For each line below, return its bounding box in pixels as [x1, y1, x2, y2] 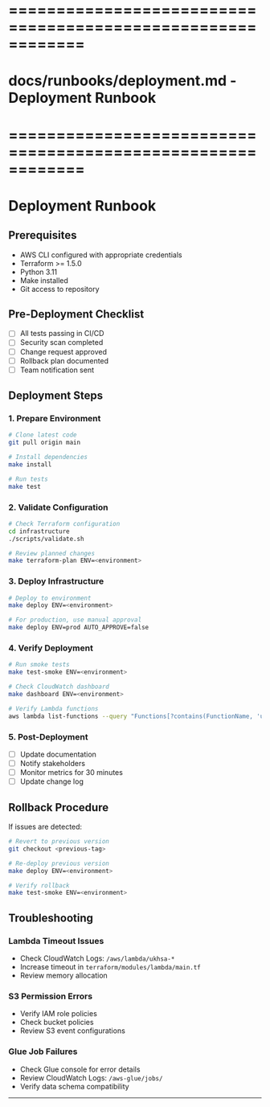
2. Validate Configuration [8, 502, 108, 513]
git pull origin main [8, 439, 81, 447]
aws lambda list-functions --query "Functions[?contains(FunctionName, [8, 712, 253, 720]
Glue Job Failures [8, 1046, 78, 1057]
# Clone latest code [8, 431, 78, 439]
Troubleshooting [8, 911, 94, 925]
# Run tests [8, 475, 48, 483]
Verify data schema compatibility [19, 1081, 130, 1091]
